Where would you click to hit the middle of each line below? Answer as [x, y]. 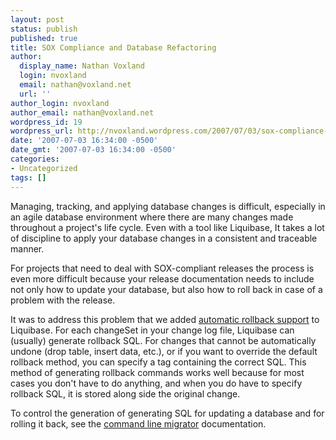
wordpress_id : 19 [46, 122]
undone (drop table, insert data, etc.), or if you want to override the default [164, 351]
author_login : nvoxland [60, 103]
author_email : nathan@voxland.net [82, 112]
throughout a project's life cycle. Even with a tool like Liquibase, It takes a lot [167, 227]
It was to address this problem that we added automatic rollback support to [165, 319]
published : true [44, 38]
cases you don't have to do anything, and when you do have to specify [156, 383]
